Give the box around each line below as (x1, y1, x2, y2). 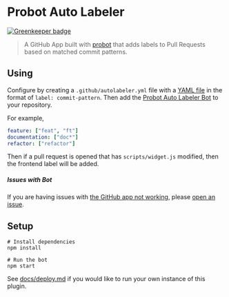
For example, (7, 114, 45, 122)
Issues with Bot (7, 175, 52, 183)
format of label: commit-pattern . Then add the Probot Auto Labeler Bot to (7, 93, 219, 101)
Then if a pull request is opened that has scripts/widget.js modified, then (7, 152, 219, 161)
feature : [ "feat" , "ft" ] (7, 127, 79, 134)
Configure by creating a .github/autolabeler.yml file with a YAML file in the (7, 85, 223, 94)
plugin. (7, 282, 27, 290)
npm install (7, 245, 41, 252)
